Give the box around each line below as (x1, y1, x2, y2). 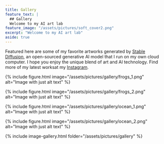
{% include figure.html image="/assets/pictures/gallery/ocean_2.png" (5, 118, 148, 124)
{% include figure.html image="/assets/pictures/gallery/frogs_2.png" (5, 89, 146, 95)
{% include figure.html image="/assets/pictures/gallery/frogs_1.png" (5, 74, 145, 80)
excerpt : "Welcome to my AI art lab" (5, 30, 83, 35)
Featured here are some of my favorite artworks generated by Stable (5, 48, 145, 54)
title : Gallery (5, 7, 37, 12)
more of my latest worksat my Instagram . (5, 64, 89, 70)
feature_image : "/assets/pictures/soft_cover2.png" (5, 26, 114, 31)
